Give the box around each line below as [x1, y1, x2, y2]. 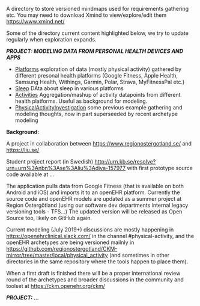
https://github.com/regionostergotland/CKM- [6, 245, 118, 252]
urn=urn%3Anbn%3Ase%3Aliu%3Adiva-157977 [6, 165, 126, 171]
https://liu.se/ [6, 147, 40, 153]
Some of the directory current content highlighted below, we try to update [6, 29, 189, 37]
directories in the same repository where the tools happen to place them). [6, 258, 189, 265]
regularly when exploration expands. [6, 36, 97, 43]
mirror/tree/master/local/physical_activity [6, 252, 108, 259]
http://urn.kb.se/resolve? [94, 158, 156, 165]
